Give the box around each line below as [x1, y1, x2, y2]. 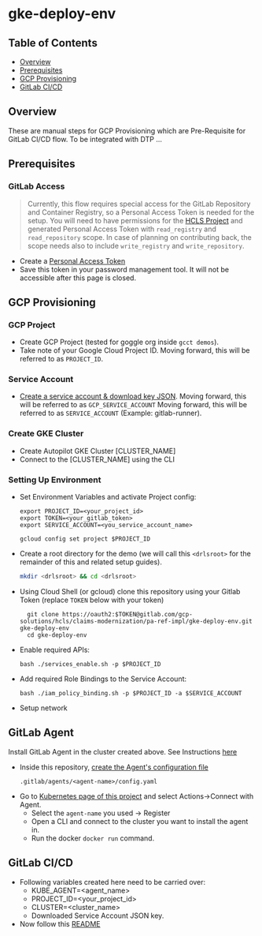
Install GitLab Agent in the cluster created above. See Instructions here [8, 747, 238, 756]
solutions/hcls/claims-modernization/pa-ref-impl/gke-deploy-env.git [19, 617, 253, 625]
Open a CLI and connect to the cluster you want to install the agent [31, 816, 249, 826]
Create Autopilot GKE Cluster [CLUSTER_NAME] [19, 446, 176, 455]
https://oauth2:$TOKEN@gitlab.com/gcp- [61, 610, 193, 618]
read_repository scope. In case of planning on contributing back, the [27, 232, 252, 241]
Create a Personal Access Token [19, 256, 126, 265]
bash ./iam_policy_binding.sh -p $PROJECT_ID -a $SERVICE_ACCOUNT [19, 689, 242, 697]
